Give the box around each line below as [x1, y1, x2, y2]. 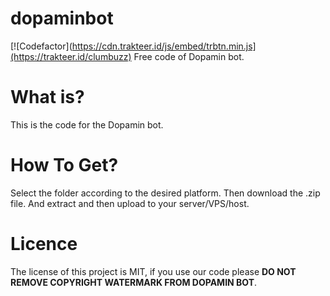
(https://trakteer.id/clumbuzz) [10, 50, 132, 62]
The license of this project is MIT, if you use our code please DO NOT [10, 265, 297, 277]
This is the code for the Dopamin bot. [10, 118, 164, 131]
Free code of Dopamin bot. [133, 50, 245, 62]
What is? [10, 86, 85, 109]
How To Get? [10, 154, 119, 177]
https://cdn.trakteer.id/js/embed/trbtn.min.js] [71, 40, 257, 52]
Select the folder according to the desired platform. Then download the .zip [10, 187, 321, 199]
